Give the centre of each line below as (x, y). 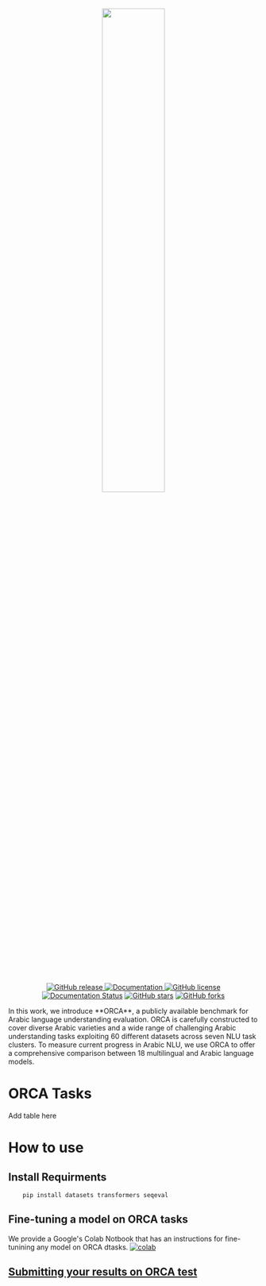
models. (21, 1061)
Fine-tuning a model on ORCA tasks (98, 1220)
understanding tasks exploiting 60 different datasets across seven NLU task (132, 1036)
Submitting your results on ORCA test (103, 1272)
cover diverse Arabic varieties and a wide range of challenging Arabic (122, 1028)
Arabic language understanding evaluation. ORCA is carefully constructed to (133, 1019)
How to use (46, 1148)
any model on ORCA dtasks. (82, 1247)
